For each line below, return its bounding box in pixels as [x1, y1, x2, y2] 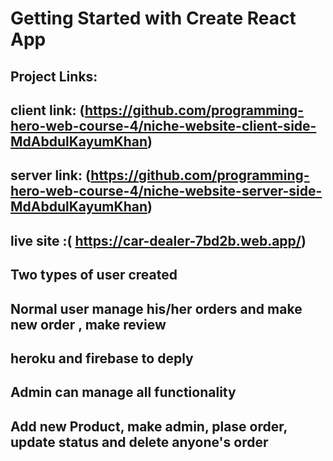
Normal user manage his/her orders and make [10, 300, 303, 317]
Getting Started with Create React [10, 7, 297, 30]
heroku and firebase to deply [10, 350, 194, 367]
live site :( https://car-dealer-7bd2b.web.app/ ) [10, 232, 307, 249]
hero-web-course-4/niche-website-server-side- [10, 183, 323, 200]
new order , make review [10, 316, 167, 333]
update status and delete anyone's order [10, 433, 269, 451]
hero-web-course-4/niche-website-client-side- [10, 117, 317, 134]
